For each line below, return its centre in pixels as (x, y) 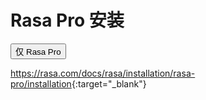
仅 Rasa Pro (38, 51)
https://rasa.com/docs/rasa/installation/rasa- (103, 73)
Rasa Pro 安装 (67, 20)
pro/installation (41, 83)
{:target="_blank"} (109, 83)
